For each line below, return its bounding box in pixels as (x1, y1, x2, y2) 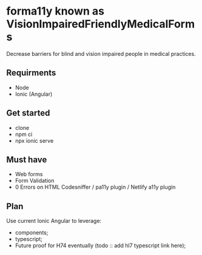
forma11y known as (6, 4, 105, 18)
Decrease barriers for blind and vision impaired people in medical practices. (6, 50, 196, 57)
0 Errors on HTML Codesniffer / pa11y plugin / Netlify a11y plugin (15, 183, 176, 191)
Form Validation (15, 177, 55, 185)
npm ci (15, 131, 33, 138)
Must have (6, 154, 47, 165)
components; (15, 229, 49, 236)
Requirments (6, 68, 56, 78)
